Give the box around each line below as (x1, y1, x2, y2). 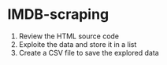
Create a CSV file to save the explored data (18, 48, 159, 57)
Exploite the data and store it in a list (18, 39, 137, 49)
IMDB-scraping (7, 5, 109, 23)
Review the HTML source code (18, 31, 120, 41)
